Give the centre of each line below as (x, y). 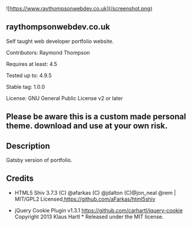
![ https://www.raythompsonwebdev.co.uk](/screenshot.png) (79, 9)
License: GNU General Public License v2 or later (64, 98)
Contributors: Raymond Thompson (48, 52)
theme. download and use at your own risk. (87, 126)
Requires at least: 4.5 (32, 64)
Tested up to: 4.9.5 (29, 75)
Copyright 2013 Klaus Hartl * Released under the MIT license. (89, 217)
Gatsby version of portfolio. (39, 160)
